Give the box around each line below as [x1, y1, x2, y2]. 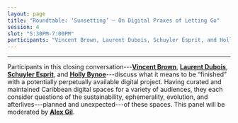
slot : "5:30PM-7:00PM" [7, 30, 74, 37]
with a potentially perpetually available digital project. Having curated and [7, 78, 222, 86]
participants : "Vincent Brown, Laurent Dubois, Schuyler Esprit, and [7, 37, 217, 44]
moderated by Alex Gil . [7, 107, 75, 117]
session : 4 [7, 23, 40, 30]
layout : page [7, 10, 46, 18]
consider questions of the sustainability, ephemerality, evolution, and [7, 93, 208, 101]
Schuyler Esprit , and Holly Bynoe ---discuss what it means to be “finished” [7, 70, 227, 78]
